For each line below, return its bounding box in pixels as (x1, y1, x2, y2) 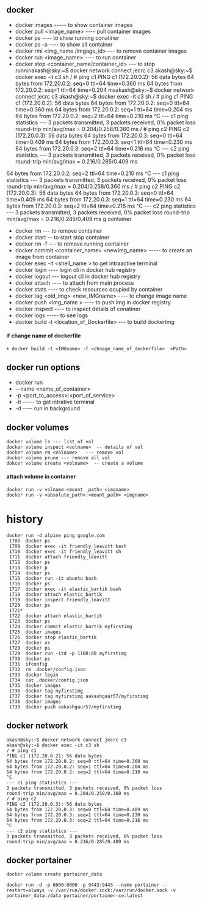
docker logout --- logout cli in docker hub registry (15, 272, 141, 280)
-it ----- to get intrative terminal (15, 398, 95, 405)
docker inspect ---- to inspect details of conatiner (15, 305, 141, 312)
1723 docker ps (9, 618, 51, 624)
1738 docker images (9, 698, 62, 705)
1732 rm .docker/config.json (9, 666, 86, 672)
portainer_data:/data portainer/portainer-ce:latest (6, 893, 143, 899)
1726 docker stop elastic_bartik (9, 634, 97, 640)
